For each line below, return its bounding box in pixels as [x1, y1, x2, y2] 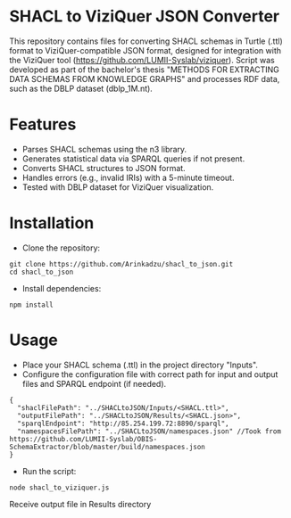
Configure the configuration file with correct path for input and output [21, 368, 279, 380]
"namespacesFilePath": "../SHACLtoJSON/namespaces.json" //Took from [17, 426, 281, 436]
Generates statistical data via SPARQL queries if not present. [21, 153, 245, 164]
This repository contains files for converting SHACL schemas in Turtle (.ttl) [9, 36, 283, 46]
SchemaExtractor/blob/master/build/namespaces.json [9, 442, 205, 451]
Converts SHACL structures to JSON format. [21, 162, 186, 173]
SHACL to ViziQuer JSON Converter [9, 6, 280, 27]
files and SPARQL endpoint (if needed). [21, 378, 167, 389]
